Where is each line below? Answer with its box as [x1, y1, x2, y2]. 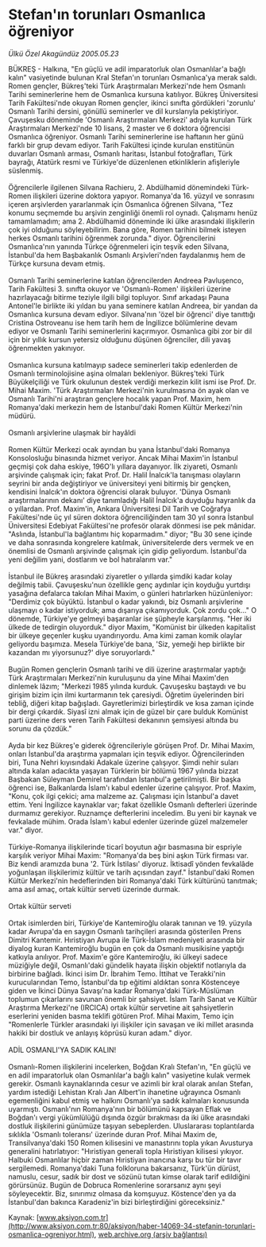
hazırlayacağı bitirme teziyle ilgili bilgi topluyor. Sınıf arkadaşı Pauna [8, 292, 229, 302]
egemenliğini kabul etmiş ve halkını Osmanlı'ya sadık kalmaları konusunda [8, 1096, 249, 1105]
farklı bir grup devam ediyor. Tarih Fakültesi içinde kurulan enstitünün [8, 140, 235, 150]
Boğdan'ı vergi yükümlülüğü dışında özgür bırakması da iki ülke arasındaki [8, 1113, 250, 1122]
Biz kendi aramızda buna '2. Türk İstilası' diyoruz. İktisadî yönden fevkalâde [8, 859, 254, 868]
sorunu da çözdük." [8, 723, 72, 733]
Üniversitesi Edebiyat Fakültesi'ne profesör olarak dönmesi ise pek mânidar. [8, 520, 256, 530]
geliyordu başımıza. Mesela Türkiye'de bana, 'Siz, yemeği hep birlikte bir [8, 639, 245, 649]
